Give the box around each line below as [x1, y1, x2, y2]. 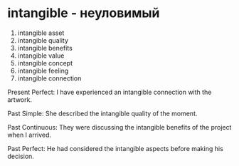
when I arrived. [7, 130, 52, 139]
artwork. [7, 95, 32, 104]
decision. [7, 152, 34, 160]
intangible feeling [17, 66, 69, 75]
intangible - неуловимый [7, 5, 160, 21]
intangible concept [17, 58, 73, 67]
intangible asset [17, 28, 65, 37]
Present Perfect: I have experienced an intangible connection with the [7, 88, 212, 96]
